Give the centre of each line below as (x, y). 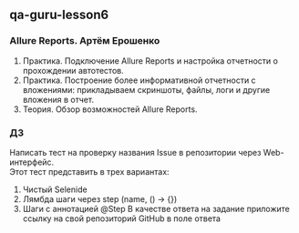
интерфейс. (32, 162)
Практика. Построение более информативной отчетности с (139, 80)
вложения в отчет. (58, 99)
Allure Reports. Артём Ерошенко (85, 41)
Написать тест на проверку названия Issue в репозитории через (135, 152)
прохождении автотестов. (73, 70)
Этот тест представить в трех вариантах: (90, 171)
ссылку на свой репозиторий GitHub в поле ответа (122, 218)
